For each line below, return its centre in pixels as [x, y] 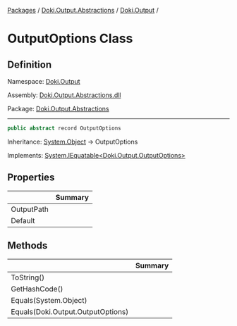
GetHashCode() [37, 289]
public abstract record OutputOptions [64, 128]
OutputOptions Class [70, 39]
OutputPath [30, 209]
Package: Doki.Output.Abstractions [58, 109]
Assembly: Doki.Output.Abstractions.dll [64, 95]
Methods [28, 246]
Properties [31, 178]
